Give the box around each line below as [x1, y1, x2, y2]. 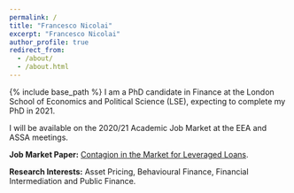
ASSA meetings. [9, 132, 69, 143]
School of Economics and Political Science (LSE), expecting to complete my [9, 96, 286, 106]
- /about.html [17, 63, 69, 72]
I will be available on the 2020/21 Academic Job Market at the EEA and [9, 122, 267, 133]
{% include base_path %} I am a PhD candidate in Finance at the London [9, 86, 275, 97]
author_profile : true [9, 37, 89, 47]
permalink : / [9, 12, 58, 22]
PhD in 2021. [9, 105, 56, 116]
